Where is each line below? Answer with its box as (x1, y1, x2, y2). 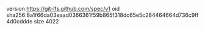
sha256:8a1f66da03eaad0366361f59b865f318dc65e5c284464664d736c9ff (6, 11, 199, 19)
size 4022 (34, 18, 59, 25)
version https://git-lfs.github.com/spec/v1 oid (6, 5, 120, 12)
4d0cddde (6, 18, 33, 25)
